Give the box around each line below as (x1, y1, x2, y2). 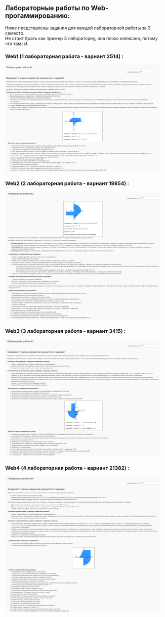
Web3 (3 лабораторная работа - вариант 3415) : (5, 328, 126, 335)
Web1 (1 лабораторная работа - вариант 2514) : (5, 53, 124, 60)
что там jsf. (5, 41, 29, 46)
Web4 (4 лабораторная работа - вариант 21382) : (5, 465, 129, 472)
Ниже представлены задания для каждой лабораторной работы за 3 (5, 25, 151, 31)
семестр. (5, 30, 25, 36)
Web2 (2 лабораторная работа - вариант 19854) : (5, 180, 129, 187)
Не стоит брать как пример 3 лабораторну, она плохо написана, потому (5, 35, 158, 41)
